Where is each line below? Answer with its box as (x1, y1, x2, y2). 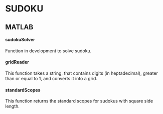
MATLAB (5, 23, 34, 31)
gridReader (5, 59, 29, 65)
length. (5, 103, 20, 110)
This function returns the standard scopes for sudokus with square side (5, 98, 153, 104)
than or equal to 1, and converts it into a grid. (5, 75, 98, 81)
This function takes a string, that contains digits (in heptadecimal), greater (5, 70, 158, 76)
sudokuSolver (5, 37, 35, 43)
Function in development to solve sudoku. (5, 48, 92, 54)
